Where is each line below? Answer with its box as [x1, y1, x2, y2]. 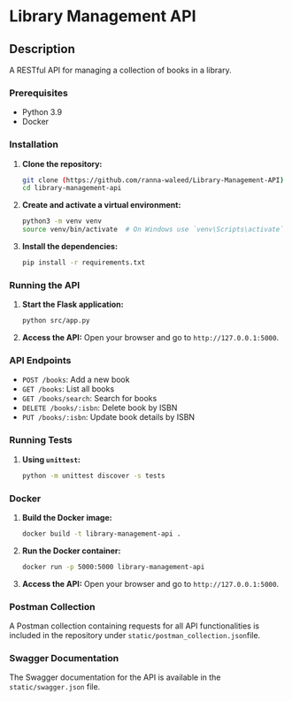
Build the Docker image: [21, 512, 112, 522]
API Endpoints [9, 354, 72, 367]
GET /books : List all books [21, 384, 115, 394]
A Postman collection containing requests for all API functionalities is [9, 621, 259, 631]
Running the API [9, 278, 81, 291]
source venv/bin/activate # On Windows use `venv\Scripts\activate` [21, 225, 285, 234]
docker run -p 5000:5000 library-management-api [21, 562, 205, 571]
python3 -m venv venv [21, 217, 103, 226]
